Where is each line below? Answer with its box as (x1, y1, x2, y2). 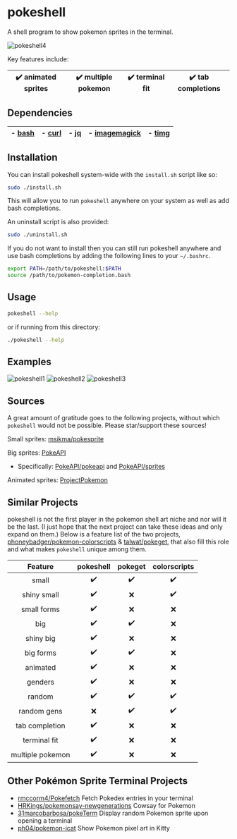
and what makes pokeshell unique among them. (7, 545, 147, 553)
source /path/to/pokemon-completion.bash (7, 272, 131, 279)
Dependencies (7, 107, 73, 119)
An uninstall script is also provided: (7, 218, 109, 226)
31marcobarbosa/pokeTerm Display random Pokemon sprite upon (17, 809, 209, 817)
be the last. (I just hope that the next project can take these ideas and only (7, 522, 224, 531)
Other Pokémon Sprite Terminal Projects (7, 775, 188, 787)
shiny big (25, 633, 56, 643)
